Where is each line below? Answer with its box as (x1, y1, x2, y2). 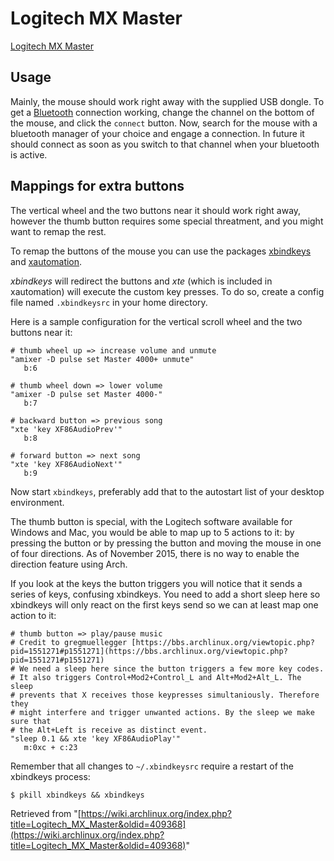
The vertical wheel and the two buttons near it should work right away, (10, 204, 302, 216)
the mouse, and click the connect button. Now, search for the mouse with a (10, 117, 318, 129)
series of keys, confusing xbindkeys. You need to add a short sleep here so (10, 588, 321, 600)
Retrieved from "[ (10, 807, 82, 819)
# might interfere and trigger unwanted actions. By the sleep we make (10, 707, 315, 717)
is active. (10, 148, 48, 161)
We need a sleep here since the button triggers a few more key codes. (19, 663, 325, 674)
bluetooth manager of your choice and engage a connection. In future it (10, 127, 305, 139)
